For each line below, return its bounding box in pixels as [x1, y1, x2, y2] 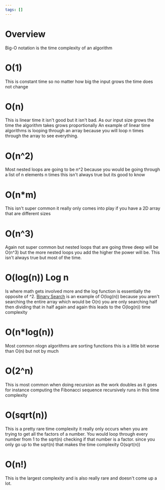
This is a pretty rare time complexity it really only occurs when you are [5, 426, 148, 432]
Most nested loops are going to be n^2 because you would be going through [5, 166, 160, 173]
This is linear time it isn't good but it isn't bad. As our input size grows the [5, 117, 154, 123]
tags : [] [5, 7, 23, 12]
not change [5, 83, 29, 89]
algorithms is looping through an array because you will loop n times [5, 128, 144, 134]
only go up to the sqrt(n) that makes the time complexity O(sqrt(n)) [5, 442, 140, 447]
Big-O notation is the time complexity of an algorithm [5, 45, 112, 51]
